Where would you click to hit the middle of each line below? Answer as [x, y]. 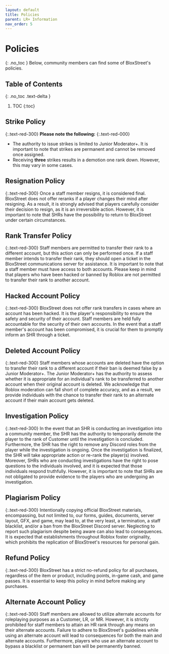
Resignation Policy [35, 181]
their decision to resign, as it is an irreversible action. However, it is [75, 209]
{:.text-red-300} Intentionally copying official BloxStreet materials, [74, 510]
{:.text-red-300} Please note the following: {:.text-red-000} [68, 134]
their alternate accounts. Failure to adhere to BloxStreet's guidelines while [82, 630]
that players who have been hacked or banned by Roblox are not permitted [83, 275]
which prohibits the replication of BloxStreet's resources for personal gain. [82, 542]
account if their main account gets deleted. [50, 400]
